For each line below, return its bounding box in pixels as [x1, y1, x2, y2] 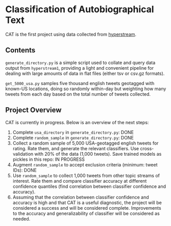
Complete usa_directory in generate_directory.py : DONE [12, 129, 134, 135]
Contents [5, 46, 36, 54]
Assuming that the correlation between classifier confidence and [12, 194, 149, 200]
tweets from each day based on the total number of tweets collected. [5, 91, 151, 97]
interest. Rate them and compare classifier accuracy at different [12, 178, 147, 184]
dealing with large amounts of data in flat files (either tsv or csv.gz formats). [5, 70, 165, 76]
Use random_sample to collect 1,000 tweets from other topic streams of [12, 172, 160, 179]
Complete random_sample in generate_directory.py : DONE [12, 134, 134, 140]
